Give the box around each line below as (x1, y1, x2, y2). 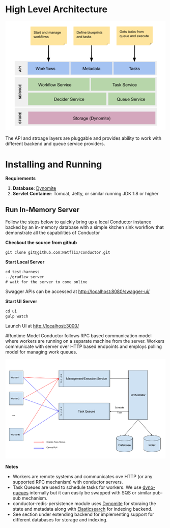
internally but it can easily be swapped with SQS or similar (30, 489, 152, 495)
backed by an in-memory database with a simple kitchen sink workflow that (5, 224, 164, 230)
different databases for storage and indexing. (12, 516, 108, 522)
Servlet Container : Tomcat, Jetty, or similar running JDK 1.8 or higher (12, 191, 159, 197)
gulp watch (5, 314, 29, 319)
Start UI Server (5, 299, 38, 305)
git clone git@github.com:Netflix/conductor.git (5, 250, 110, 255)
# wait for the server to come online (5, 280, 88, 285)
